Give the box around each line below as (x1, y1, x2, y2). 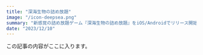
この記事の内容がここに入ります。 (6, 42, 91, 50)
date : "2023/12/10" (6, 25, 56, 32)
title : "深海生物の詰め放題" (6, 8, 71, 15)
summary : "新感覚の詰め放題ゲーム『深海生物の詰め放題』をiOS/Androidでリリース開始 (6, 20, 198, 26)
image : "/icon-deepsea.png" (6, 14, 77, 20)
